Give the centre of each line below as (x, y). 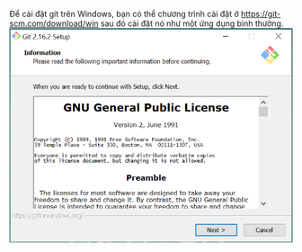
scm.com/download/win (54, 23)
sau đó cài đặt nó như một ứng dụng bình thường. (192, 23)
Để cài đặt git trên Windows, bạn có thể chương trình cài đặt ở (124, 14)
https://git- (261, 14)
